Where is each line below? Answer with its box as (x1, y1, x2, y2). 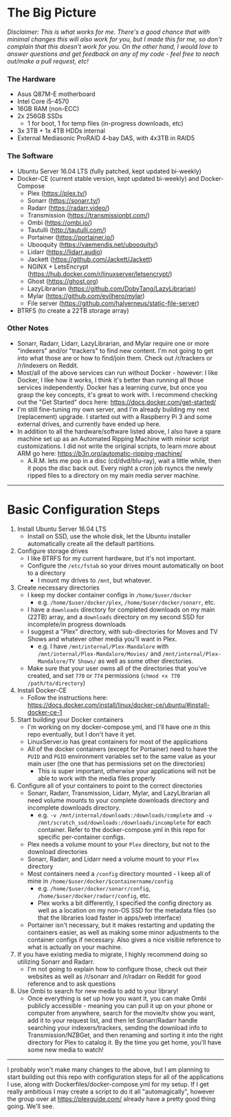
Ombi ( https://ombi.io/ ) (27, 218, 93, 226)
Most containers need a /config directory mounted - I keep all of (27, 869, 211, 877)
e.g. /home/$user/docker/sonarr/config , (37, 884, 151, 892)
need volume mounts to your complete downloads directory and (27, 796, 210, 804)
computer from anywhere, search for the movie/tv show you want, (27, 1009, 215, 1017)
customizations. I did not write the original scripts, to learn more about (16, 442, 217, 450)
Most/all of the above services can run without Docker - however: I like (16, 368, 218, 377)
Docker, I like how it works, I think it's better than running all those (16, 376, 204, 384)
